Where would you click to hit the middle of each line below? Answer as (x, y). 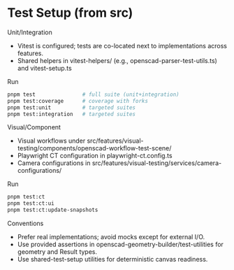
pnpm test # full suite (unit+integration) (93, 94)
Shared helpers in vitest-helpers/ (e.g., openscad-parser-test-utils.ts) (117, 60)
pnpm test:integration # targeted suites (72, 114)
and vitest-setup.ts (44, 68)
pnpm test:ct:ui (31, 204)
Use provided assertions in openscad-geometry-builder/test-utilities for (120, 244)
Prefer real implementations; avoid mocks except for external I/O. (111, 237)
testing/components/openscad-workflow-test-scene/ (94, 148)
